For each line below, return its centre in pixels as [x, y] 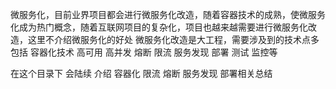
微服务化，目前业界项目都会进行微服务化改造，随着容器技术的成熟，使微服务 [168, 14]
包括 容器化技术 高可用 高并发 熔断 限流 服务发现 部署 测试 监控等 [144, 52]
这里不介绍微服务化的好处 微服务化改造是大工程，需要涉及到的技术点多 [173, 39]
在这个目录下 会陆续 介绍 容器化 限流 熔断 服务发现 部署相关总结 [141, 73]
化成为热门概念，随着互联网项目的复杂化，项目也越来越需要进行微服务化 [159, 27]
